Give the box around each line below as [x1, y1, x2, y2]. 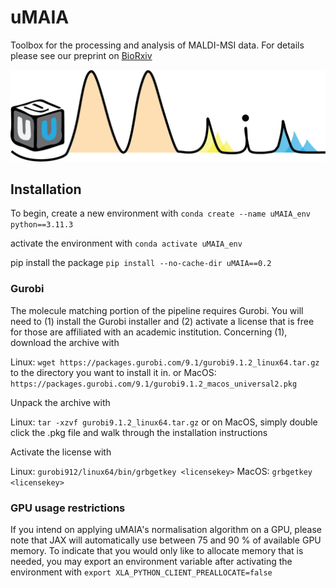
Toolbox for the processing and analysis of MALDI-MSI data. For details [10, 39, 305, 51]
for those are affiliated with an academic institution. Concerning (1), [10, 326, 288, 338]
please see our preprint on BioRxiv [10, 49, 153, 61]
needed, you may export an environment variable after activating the [10, 556, 293, 568]
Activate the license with [10, 446, 112, 458]
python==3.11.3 [10, 220, 74, 230]
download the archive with [10, 336, 120, 348]
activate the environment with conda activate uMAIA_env [10, 237, 243, 250]
